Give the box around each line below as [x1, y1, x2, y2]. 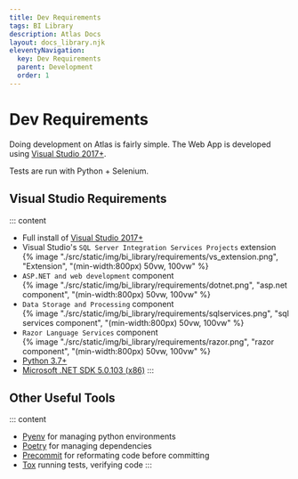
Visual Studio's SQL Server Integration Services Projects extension [21, 241, 277, 252]
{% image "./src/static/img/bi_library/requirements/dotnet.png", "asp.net [21, 280, 287, 290]
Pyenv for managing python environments [21, 431, 176, 442]
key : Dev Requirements [17, 54, 101, 63]
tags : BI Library [9, 21, 74, 30]
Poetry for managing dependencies [21, 441, 153, 451]
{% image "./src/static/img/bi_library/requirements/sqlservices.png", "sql [21, 308, 289, 319]
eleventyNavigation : [9, 46, 86, 55]
